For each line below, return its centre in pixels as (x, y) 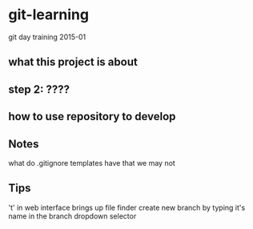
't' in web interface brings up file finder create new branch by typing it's (127, 207)
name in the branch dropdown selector (72, 216)
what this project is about (73, 62)
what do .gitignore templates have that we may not (92, 163)
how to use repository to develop (92, 117)
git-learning (49, 15)
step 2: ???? (39, 89)
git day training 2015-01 (47, 37)
